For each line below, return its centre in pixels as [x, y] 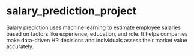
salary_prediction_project [71, 11]
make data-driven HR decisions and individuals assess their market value [97, 40]
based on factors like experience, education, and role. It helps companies [97, 33]
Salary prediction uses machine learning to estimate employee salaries [94, 27]
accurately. [20, 46]
